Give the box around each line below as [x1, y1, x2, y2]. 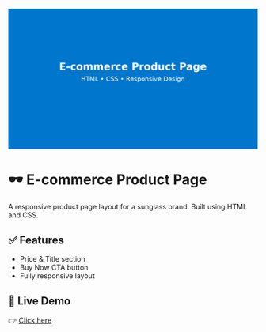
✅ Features [8, 233, 65, 247]
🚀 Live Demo [8, 294, 71, 307]
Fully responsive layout [19, 271, 95, 281]
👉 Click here [8, 315, 52, 325]
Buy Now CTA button [19, 262, 89, 273]
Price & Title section [19, 255, 85, 264]
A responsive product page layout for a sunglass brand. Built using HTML [8, 202, 248, 212]
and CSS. [8, 210, 39, 220]
